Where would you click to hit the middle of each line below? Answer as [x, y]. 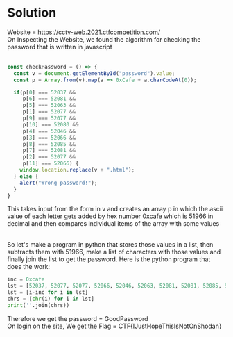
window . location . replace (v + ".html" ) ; [77, 170]
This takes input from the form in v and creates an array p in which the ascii [115, 209]
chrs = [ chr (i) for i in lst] [51, 299]
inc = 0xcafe [26, 279]
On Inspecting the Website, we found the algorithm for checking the [104, 39]
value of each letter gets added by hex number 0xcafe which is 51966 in [110, 216]
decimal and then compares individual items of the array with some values [113, 224]
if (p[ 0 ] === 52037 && [45, 92]
